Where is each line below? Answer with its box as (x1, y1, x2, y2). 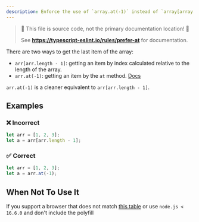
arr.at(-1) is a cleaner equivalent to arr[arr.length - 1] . (6, 84, 150, 91)
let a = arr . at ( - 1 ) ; (6, 170, 58, 177)
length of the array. (14, 66, 63, 73)
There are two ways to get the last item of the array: (6, 48, 134, 55)
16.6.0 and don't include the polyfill (6, 209, 94, 216)
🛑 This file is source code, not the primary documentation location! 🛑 (20, 25, 189, 32)
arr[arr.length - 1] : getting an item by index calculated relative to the (14, 59, 189, 66)
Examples (6, 101, 43, 111)
